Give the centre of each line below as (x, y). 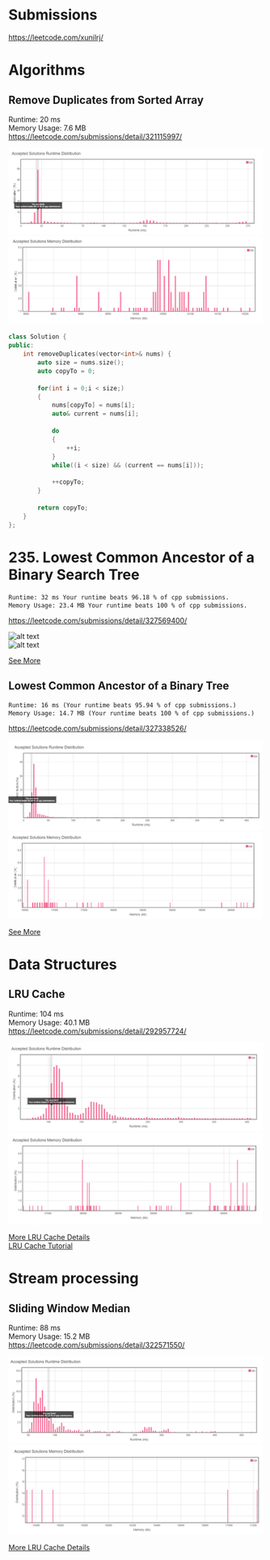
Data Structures (63, 964)
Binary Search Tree (74, 575)
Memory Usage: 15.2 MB (49, 1336)
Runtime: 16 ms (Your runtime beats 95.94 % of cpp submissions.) (122, 705)
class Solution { (38, 337)
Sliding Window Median (70, 1309)
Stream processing (74, 1279)
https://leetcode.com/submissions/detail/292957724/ (98, 1031)
